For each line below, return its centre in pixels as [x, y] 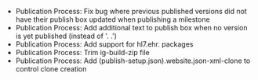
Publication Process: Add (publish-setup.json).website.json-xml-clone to [133, 61]
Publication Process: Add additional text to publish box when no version [131, 28]
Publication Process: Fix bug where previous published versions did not [131, 11]
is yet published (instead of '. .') [66, 36]
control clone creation [51, 69]
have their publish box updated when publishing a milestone [113, 19]
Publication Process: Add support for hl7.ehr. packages [104, 44]
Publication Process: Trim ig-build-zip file [83, 52]
